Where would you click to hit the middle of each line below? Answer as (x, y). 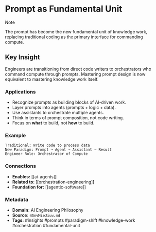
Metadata (17, 200)
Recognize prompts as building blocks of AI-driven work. (69, 102)
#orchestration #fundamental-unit (46, 225)
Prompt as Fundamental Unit (64, 9)
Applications (20, 92)
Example (16, 135)
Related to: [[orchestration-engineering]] (53, 182)
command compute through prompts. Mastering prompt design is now (75, 74)
